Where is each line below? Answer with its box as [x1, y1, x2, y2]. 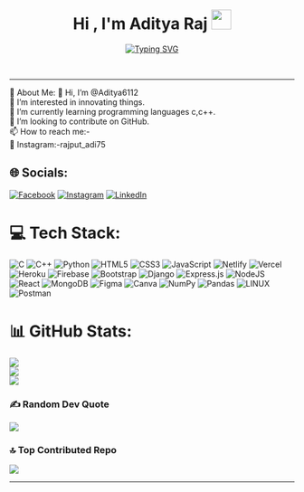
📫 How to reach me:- [9, 126, 90, 137]
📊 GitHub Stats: [9, 321, 133, 341]
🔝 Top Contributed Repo [9, 443, 118, 456]
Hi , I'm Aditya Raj [72, 14, 208, 34]
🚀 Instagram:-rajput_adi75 [9, 138, 106, 149]
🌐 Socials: [9, 166, 69, 181]
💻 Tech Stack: [9, 222, 121, 243]
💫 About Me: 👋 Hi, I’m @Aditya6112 [9, 87, 138, 98]
